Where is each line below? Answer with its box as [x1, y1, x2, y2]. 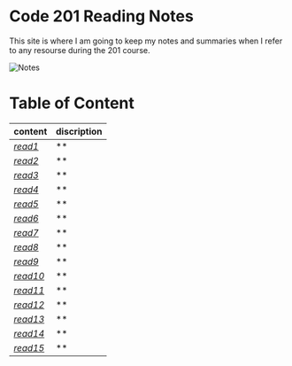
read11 [13, 284, 45, 296]
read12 [13, 299, 45, 311]
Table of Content [9, 93, 135, 113]
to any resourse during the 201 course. [9, 44, 150, 55]
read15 [13, 341, 45, 354]
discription [56, 125, 104, 137]
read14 [13, 327, 45, 339]
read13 [13, 313, 45, 325]
